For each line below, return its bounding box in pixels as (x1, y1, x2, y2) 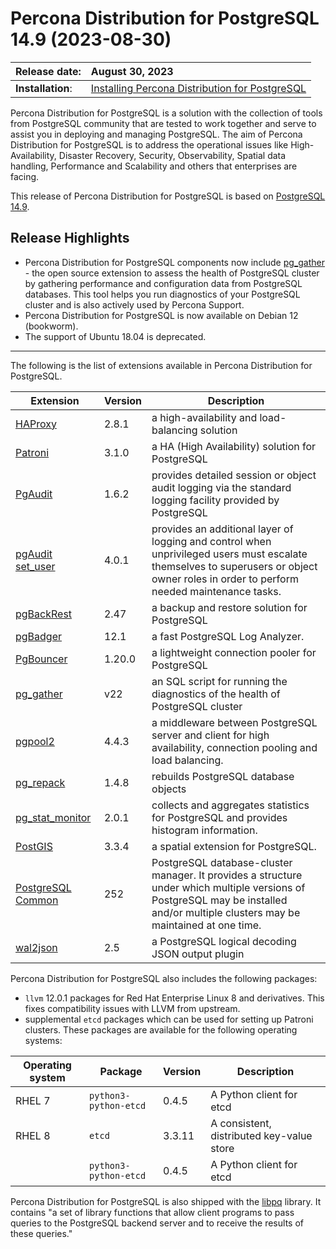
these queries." (10, 1227, 73, 1239)
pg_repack (15, 775, 66, 789)
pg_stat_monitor (15, 810, 92, 824)
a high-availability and (151, 410, 258, 424)
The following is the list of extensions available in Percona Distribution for (10, 359, 313, 371)
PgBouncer (15, 652, 68, 666)
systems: (24, 1034, 63, 1046)
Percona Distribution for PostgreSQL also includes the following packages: (10, 972, 318, 984)
